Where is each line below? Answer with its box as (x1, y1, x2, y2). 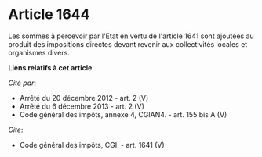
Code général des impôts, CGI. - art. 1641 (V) (19, 140, 165, 149)
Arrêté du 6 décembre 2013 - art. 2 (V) (19, 102, 145, 111)
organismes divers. (8, 48, 71, 57)
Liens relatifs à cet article (8, 62, 93, 72)
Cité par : (8, 78, 37, 87)
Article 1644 (8, 5, 90, 23)
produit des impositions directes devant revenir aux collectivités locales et (8, 39, 248, 48)
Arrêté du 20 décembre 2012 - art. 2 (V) (19, 93, 149, 102)
